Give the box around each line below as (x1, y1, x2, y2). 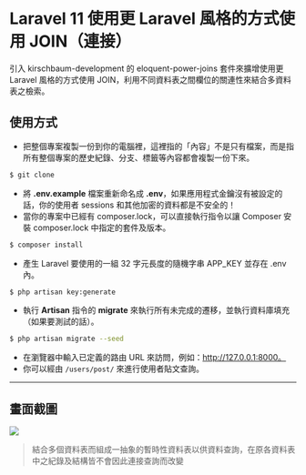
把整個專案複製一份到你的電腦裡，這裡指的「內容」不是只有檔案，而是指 (22, 140, 294, 151)
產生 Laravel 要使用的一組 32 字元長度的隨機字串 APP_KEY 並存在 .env (22, 258, 287, 268)
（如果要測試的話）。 (22, 316, 99, 328)
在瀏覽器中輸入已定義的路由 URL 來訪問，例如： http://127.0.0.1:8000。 (22, 352, 287, 363)
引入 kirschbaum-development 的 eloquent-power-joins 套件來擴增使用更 (9, 63, 284, 74)
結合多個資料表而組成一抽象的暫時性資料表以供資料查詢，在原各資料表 (31, 444, 296, 455)
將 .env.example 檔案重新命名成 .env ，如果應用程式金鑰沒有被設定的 (22, 187, 283, 198)
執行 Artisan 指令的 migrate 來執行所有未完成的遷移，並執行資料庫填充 (22, 305, 290, 316)
